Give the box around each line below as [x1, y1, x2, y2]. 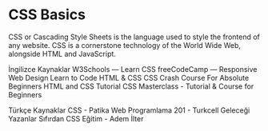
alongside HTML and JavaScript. [8, 49, 116, 58]
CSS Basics [8, 6, 86, 24]
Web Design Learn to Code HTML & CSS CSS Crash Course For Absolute [8, 73, 250, 82]
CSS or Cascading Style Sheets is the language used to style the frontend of [8, 32, 260, 42]
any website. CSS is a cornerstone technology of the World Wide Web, [8, 40, 242, 50]
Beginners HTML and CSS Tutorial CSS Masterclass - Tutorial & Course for [8, 81, 254, 91]
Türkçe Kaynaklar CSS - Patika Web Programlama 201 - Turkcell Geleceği [8, 105, 250, 115]
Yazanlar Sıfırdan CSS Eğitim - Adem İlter [8, 113, 144, 123]
